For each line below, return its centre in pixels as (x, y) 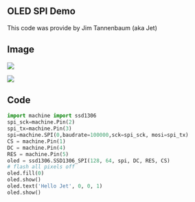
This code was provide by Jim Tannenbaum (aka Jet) (82, 27)
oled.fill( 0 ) (26, 173)
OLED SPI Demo (41, 11)
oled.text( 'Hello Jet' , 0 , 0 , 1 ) (55, 186)
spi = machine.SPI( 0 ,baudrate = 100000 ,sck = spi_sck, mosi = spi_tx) (98, 135)
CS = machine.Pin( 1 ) (37, 141)
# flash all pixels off (41, 167)
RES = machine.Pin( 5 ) (38, 154)
